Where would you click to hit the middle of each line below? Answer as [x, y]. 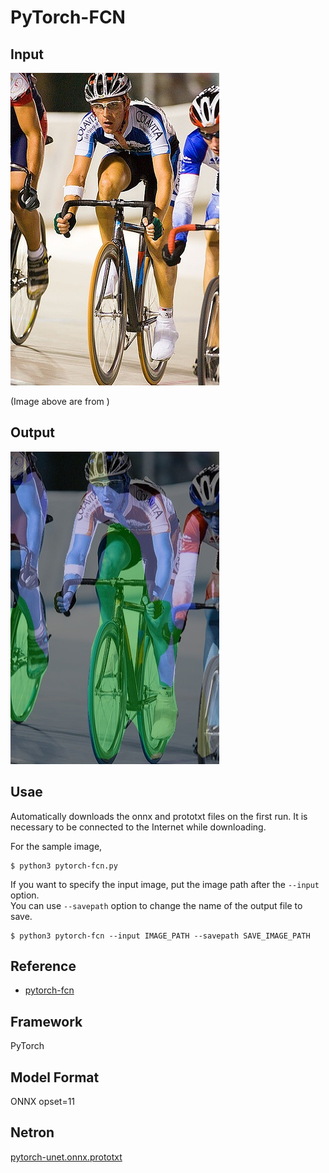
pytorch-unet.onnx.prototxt [66, 1157]
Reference [43, 966]
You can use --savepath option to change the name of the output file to [156, 905]
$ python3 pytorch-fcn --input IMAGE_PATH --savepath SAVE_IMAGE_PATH [160, 936]
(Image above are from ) [60, 401]
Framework [46, 1021]
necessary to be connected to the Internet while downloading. [138, 827]
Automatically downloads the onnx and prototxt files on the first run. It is [159, 816]
